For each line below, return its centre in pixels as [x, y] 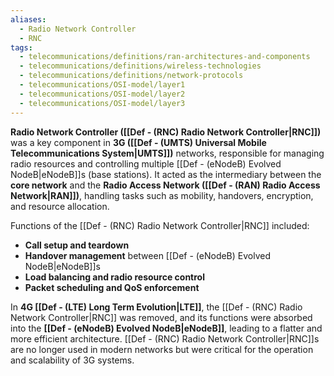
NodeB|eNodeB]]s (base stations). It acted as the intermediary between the [166, 174]
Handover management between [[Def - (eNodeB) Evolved [148, 255]
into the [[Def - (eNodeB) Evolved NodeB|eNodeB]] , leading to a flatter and [166, 328]
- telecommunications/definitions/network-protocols [131, 76]
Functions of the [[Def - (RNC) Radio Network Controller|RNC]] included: [160, 225]
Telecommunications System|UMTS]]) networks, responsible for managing [167, 153]
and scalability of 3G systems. [72, 360]
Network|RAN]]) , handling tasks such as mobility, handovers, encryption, [162, 195]
